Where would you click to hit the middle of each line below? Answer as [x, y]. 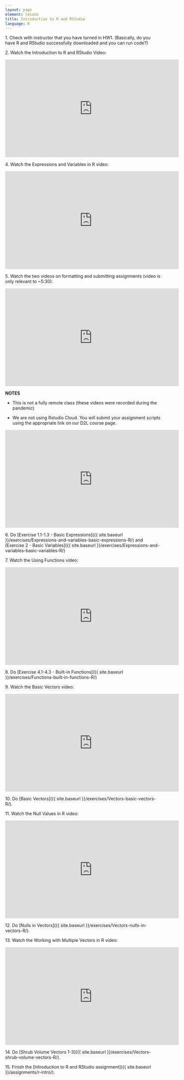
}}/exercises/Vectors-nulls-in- [116, 926]
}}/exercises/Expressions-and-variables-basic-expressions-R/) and [74, 540]
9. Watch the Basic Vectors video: [40, 687]
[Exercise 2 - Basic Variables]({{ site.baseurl [50, 545]
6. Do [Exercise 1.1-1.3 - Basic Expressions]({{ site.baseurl [64, 535]
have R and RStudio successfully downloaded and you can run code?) [77, 43]
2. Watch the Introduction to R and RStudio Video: [56, 53]
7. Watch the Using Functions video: [42, 560]
